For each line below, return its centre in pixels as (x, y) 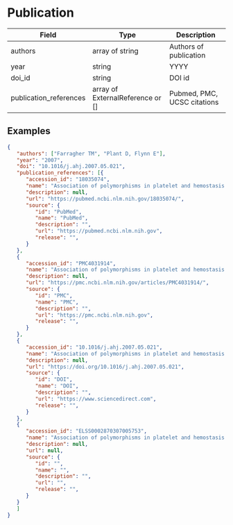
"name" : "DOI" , (57, 386)
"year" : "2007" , (40, 160)
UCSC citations (194, 102)
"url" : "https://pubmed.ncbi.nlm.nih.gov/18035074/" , (105, 199)
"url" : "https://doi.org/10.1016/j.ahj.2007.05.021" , (105, 367)
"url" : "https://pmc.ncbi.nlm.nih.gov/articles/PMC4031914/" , (117, 283)
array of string (115, 51)
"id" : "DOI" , (54, 380)
